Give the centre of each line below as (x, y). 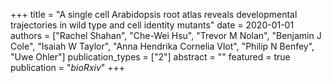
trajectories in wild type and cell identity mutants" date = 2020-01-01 (152, 25)
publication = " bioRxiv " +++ (68, 67)
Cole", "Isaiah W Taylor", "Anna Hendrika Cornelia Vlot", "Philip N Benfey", (162, 46)
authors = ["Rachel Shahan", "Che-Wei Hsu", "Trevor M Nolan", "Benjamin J (166, 35)
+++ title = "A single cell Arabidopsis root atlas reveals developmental (154, 14)
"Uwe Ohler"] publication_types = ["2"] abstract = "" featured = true (150, 57)
